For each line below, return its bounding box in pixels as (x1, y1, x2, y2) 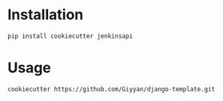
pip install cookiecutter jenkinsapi (7, 32, 133, 40)
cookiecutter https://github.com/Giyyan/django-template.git (7, 85, 216, 93)
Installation (7, 6, 84, 24)
